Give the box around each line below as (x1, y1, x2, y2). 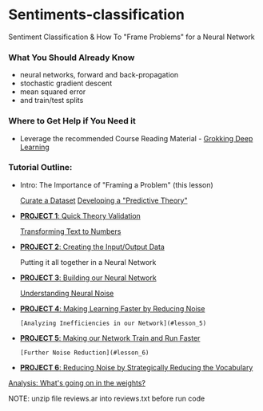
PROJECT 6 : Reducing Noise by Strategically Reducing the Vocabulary (19, 362, 253, 372)
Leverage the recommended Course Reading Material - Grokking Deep (19, 133, 253, 143)
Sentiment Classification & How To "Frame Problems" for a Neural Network (8, 32, 255, 41)
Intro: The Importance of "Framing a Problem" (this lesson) (19, 180, 213, 189)
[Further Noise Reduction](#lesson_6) (19, 349, 149, 357)
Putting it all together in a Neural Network (19, 257, 157, 267)
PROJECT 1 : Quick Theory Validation (19, 211, 141, 220)
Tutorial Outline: (8, 162, 73, 173)
